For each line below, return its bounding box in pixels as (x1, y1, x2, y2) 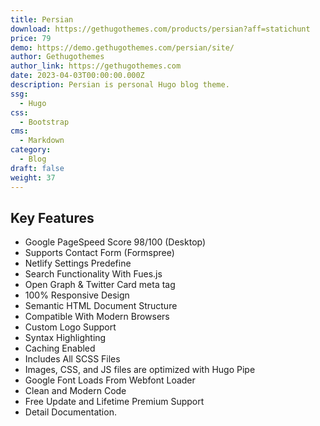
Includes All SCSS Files (24, 353, 121, 365)
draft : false (10, 163, 65, 173)
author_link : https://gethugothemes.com (10, 61, 182, 71)
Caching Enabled (24, 342, 96, 355)
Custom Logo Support (24, 321, 117, 333)
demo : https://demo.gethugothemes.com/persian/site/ (10, 42, 235, 53)
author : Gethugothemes (10, 52, 105, 62)
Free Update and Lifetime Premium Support (24, 396, 205, 408)
